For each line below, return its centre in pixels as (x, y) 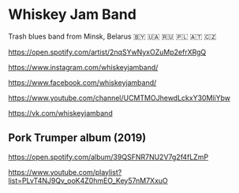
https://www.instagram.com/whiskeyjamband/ (83, 67)
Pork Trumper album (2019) (77, 138)
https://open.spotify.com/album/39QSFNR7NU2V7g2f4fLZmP (108, 157)
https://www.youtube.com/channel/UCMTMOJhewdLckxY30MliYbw (119, 98)
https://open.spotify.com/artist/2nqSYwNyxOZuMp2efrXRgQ (107, 52)
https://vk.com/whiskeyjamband (60, 113)
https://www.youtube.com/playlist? (65, 172)
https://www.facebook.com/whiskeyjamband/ (82, 82)
